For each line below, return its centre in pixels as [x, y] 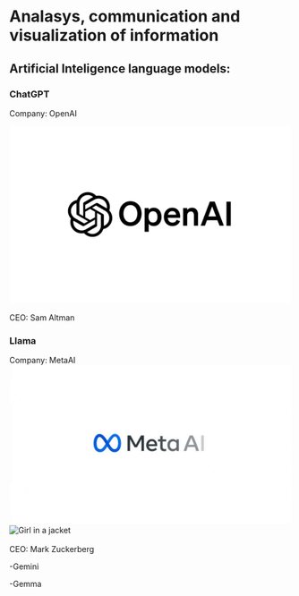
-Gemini [24, 566]
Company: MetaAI [43, 361]
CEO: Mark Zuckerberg [52, 549]
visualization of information [114, 35]
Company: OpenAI [43, 113]
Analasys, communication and [125, 17]
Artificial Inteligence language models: [120, 68]
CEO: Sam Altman [42, 317]
